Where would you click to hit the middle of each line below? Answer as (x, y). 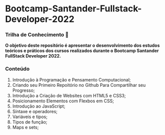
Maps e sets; (25, 127)
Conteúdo (17, 69)
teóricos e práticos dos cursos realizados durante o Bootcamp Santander (82, 51)
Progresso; (24, 90)
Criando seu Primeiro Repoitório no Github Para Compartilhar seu (79, 85)
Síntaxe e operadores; (35, 111)
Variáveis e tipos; (30, 117)
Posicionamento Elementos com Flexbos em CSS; (63, 101)
